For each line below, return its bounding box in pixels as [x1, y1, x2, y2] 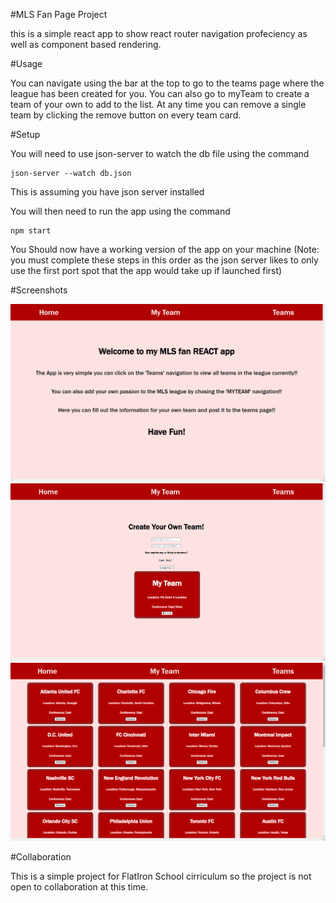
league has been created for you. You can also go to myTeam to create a [10, 88, 310, 99]
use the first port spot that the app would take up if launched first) [10, 265, 283, 276]
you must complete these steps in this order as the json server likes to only [10, 254, 319, 266]
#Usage [10, 58, 43, 69]
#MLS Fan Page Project [10, 9, 108, 20]
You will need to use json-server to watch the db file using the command [10, 148, 310, 159]
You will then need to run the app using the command [10, 205, 231, 217]
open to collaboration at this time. [10, 880, 149, 893]
